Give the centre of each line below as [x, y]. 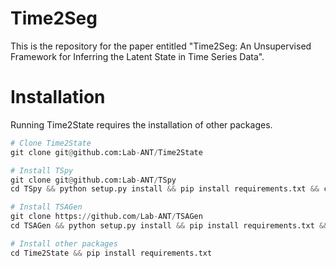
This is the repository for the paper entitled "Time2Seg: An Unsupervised [161, 46]
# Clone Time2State [51, 143]
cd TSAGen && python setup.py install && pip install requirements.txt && [169, 226]
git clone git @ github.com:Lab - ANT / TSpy [93, 180]
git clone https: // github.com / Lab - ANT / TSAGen [106, 217]
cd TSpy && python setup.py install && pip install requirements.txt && [165, 189]
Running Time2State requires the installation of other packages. [141, 124]
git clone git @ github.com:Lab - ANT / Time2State [106, 152]
